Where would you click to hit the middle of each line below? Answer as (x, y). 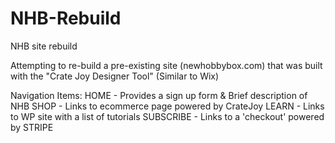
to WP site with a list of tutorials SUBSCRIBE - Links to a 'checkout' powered (167, 116)
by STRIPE (32, 127)
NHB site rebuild (44, 46)
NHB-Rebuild (66, 18)
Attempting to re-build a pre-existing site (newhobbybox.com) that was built (166, 65)
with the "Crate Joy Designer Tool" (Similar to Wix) (115, 76)
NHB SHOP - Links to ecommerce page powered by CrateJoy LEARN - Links (167, 106)
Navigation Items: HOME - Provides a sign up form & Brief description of (159, 95)
